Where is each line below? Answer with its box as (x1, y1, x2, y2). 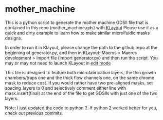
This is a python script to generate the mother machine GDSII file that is (5, 20, 148, 25)
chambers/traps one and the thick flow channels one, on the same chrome (5, 75, 155, 80)
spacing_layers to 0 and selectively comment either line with (5, 85, 127, 91)
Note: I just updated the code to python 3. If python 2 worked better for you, (5, 105, 158, 111)
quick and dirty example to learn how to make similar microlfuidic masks (5, 30, 150, 36)
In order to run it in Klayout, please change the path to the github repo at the (5, 44, 158, 50)
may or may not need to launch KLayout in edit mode (5, 60, 111, 66)
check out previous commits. (5, 110, 63, 116)
